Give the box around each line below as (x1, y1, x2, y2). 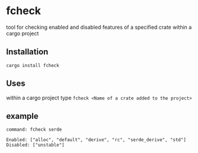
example (6, 111, 39, 121)
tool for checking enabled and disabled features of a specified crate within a (6, 24, 192, 31)
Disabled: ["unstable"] (6, 142, 65, 148)
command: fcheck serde (6, 127, 62, 133)
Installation (6, 47, 48, 57)
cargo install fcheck (6, 62, 60, 68)
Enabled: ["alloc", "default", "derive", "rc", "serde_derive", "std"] (6, 137, 186, 143)
